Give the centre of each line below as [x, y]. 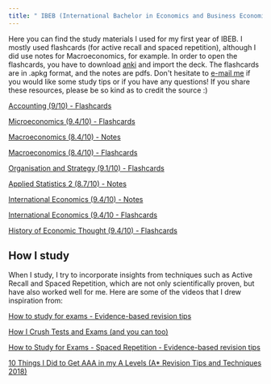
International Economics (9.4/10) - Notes [76, 199]
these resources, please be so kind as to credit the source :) [108, 90]
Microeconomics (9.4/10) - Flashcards [72, 121]
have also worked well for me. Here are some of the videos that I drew [125, 292]
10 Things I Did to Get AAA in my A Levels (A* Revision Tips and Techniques [135, 363]
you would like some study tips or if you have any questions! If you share [129, 81]
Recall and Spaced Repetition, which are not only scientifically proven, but [131, 283]
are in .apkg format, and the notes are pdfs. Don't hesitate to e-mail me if [129, 72]
